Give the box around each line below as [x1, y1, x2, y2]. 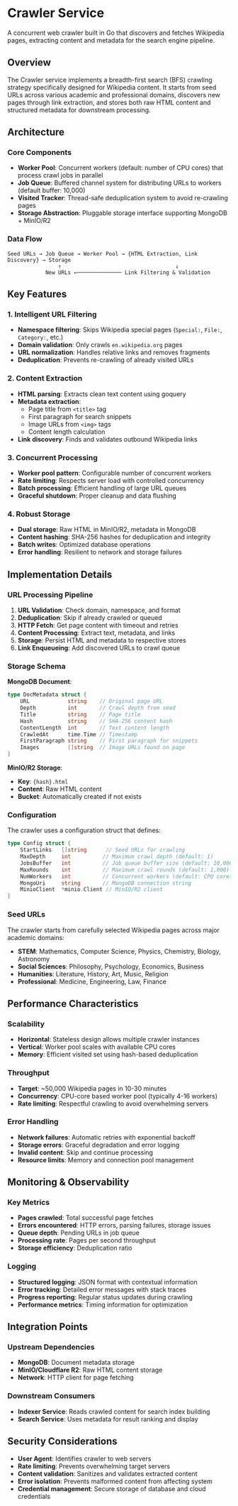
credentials [17, 1492, 51, 1500]
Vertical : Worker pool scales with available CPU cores [17, 1042, 176, 1052]
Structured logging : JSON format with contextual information [17, 1277, 198, 1286]
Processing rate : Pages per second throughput [17, 1236, 157, 1245]
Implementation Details [7, 568, 113, 580]
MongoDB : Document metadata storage [17, 1358, 135, 1367]
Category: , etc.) [17, 333, 64, 342]
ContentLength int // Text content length [20, 724, 170, 731]
